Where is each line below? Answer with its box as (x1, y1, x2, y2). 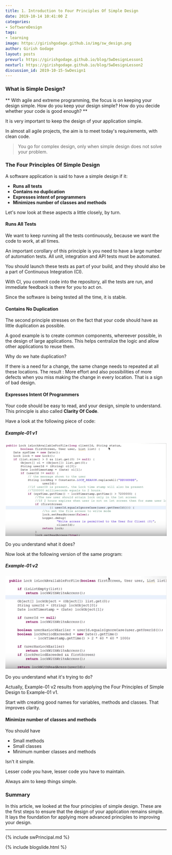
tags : (5, 30, 17, 35)
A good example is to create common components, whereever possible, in (5, 332, 162, 339)
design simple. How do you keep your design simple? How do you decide (5, 103, 160, 109)
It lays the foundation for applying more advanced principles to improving (5, 813, 160, 820)
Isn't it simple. (5, 759, 35, 765)
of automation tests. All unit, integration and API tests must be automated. (5, 253, 161, 260)
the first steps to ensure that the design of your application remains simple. (5, 808, 164, 814)
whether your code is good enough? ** (5, 108, 88, 114)
